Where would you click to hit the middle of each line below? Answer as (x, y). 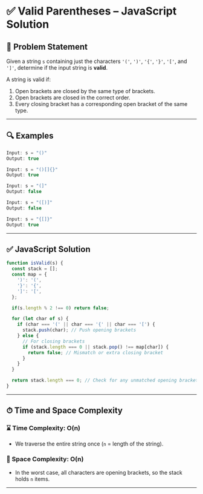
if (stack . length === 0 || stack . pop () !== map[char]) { (95, 347)
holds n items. (32, 479)
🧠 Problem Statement (47, 47)
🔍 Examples (30, 136)
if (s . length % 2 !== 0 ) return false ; (61, 308)
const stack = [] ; (35, 269)
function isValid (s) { (35, 263)
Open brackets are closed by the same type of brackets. (85, 91)
